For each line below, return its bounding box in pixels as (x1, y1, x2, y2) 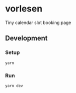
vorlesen (5, 3, 43, 14)
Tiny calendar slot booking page (5, 19, 72, 25)
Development (5, 34, 48, 42)
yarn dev (5, 83, 23, 88)
